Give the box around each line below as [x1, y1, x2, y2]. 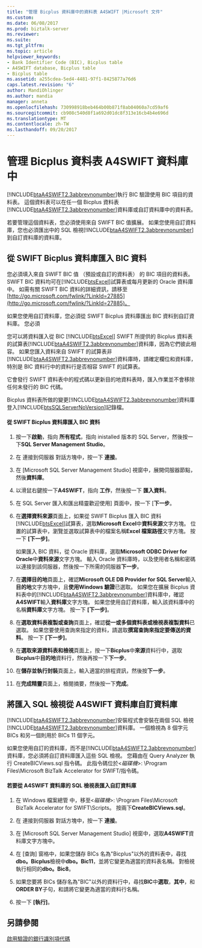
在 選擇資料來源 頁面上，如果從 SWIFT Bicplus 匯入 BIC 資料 [15, 512, 162, 519]
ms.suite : [7, 37, 32, 43]
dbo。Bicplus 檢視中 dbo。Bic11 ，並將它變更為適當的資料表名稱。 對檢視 [15, 857, 195, 865]
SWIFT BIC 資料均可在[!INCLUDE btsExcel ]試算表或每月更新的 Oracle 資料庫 [7, 278, 194, 285]
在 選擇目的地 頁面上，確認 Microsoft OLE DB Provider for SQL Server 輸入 [15, 575, 196, 583]
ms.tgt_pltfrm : [7, 43, 45, 49]
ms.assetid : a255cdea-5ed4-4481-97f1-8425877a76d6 [7, 76, 136, 82]
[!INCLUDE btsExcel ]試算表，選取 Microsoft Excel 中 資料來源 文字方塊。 [15, 520, 189, 527]
